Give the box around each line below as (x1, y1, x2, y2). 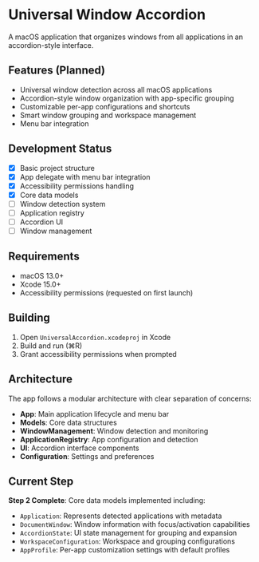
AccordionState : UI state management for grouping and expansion (19, 528, 237, 538)
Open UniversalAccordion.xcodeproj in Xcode (19, 332, 171, 342)
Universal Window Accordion (8, 6, 206, 24)
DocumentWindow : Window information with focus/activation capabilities (19, 520, 251, 529)
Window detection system (19, 199, 106, 208)
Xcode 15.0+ (19, 279, 61, 289)
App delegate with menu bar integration (19, 172, 151, 181)
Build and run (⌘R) (19, 341, 83, 350)
